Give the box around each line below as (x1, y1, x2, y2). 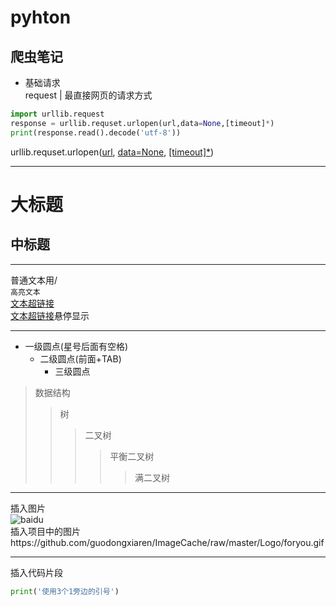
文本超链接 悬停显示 (10, 309, 90, 321)
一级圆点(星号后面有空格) (24, 340, 129, 352)
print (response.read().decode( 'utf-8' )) (10, 127, 182, 138)
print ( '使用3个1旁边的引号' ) (10, 586, 120, 596)
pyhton (10, 6, 72, 29)
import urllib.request (10, 109, 105, 119)
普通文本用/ (10, 274, 58, 286)
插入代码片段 (10, 566, 63, 578)
